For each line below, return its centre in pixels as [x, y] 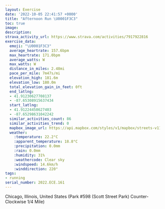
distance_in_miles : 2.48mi [37, 69]
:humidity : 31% [29, 155]
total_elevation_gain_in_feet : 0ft [46, 87]
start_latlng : [24, 105]
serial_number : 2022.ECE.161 [35, 183]
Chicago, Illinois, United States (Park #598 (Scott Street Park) [67, 196]
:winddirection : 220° [36, 169]
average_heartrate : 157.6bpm [39, 50]
